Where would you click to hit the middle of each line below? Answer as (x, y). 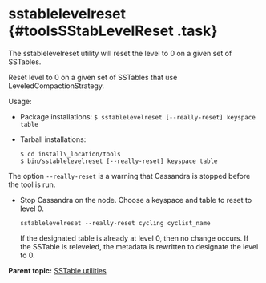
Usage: (20, 101)
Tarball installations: (53, 139)
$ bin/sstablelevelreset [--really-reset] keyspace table (119, 161)
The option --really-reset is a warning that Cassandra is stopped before (129, 176)
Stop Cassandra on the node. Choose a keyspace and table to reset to (136, 200)
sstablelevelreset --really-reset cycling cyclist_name (115, 223)
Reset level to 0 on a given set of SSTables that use (93, 77)
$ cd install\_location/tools (71, 154)
